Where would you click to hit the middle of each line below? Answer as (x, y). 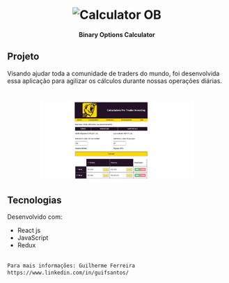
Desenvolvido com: (35, 217)
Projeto (23, 57)
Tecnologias (34, 200)
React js (29, 230)
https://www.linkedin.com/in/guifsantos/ (68, 273)
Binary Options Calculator (117, 34)
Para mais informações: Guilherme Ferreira (71, 266)
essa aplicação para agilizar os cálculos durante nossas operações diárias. (115, 81)
